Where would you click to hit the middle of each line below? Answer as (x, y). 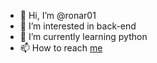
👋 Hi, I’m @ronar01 (58, 15)
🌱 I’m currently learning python (83, 36)
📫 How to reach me (61, 48)
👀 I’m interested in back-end (78, 26)
